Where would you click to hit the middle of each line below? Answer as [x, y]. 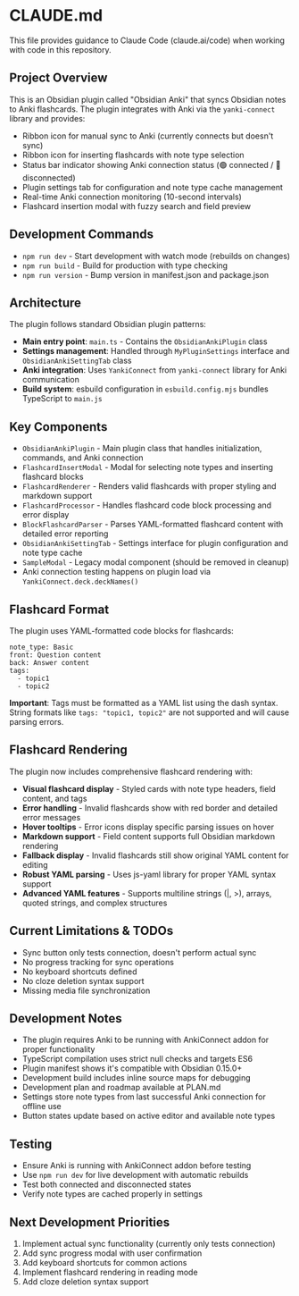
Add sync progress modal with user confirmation [112, 1253]
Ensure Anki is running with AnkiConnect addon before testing [137, 1166]
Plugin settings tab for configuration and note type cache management [152, 187]
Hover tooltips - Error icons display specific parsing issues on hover [148, 827]
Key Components [58, 427]
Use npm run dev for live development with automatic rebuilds [135, 1175]
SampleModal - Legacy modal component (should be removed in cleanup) [156, 562]
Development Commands [82, 235]
